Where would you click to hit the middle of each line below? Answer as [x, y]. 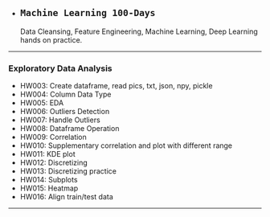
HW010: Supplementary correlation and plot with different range [126, 145]
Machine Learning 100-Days [88, 13]
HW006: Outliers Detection [65, 112]
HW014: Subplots [49, 180]
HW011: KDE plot [47, 154]
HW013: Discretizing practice [68, 171]
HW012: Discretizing [54, 163]
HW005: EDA [42, 103]
